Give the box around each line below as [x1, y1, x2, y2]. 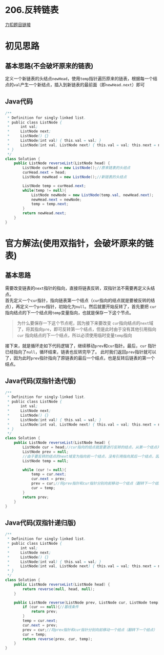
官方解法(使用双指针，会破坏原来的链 [5, 238, 154, 249]
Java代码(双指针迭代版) [5, 377, 77, 385]
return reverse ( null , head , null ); [22, 586, 95, 591]
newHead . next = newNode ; [31, 197, 82, 202]
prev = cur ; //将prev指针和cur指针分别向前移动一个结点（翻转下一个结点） [22, 627, 157, 632]
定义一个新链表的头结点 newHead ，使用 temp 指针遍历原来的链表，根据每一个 [5, 76, 153, 81]
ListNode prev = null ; [22, 449, 69, 454]
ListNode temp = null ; [22, 458, 69, 463]
